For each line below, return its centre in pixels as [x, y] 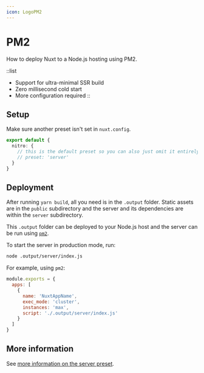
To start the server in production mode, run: [61, 245]
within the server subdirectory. [45, 215]
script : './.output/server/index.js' [70, 313]
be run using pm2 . [28, 233]
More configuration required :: [53, 96]
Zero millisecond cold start [48, 89]
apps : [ [22, 285]
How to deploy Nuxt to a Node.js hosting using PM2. [72, 59]
